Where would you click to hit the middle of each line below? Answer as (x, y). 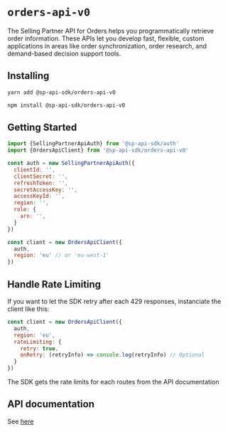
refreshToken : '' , (41, 183)
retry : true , (39, 348)
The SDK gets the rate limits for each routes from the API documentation (113, 382)
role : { (25, 210)
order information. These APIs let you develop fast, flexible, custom (106, 38)
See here (21, 421)
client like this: (28, 309)
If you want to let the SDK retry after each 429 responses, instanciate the (114, 301)
